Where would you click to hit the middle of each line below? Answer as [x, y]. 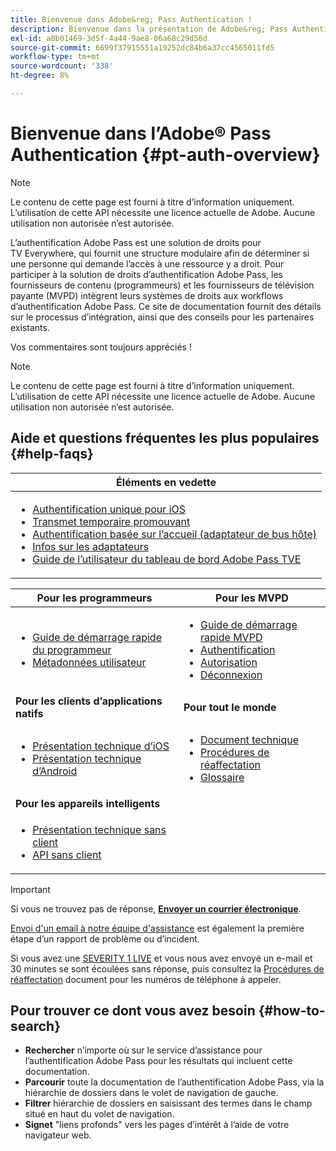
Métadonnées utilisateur [89, 662]
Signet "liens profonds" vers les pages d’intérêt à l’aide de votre [157, 1125]
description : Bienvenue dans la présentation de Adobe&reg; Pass [149, 29]
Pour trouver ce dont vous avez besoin [133, 1011]
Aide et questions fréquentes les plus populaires [165, 438]
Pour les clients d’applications [89, 701]
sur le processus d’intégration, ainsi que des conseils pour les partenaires [162, 317]
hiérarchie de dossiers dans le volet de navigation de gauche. [151, 1093]
